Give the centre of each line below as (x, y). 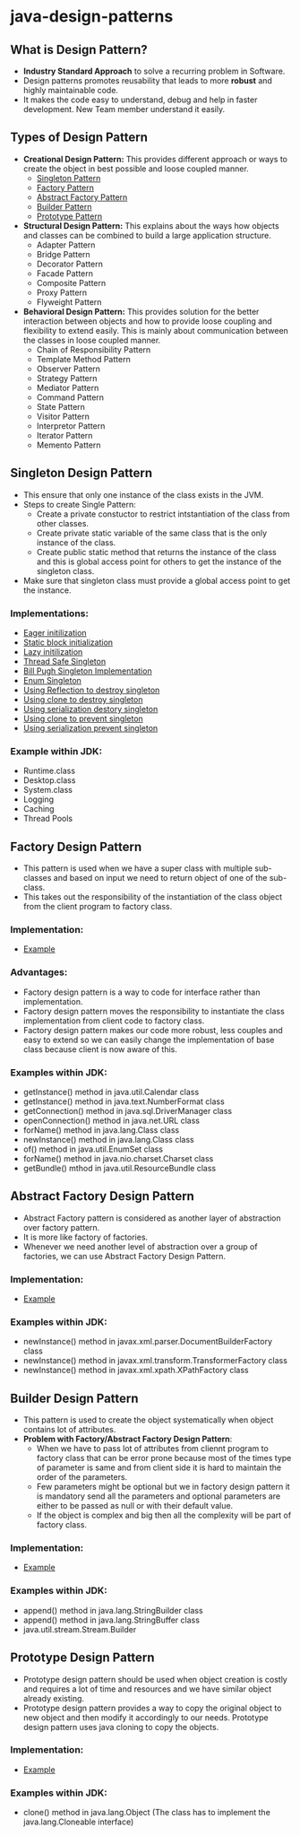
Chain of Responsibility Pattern (94, 349)
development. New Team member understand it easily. (124, 109)
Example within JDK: (56, 751)
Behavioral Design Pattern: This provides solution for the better (141, 311)
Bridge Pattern (63, 254)
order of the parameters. (82, 1477)
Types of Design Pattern (79, 138)
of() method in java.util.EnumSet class (93, 1149)
